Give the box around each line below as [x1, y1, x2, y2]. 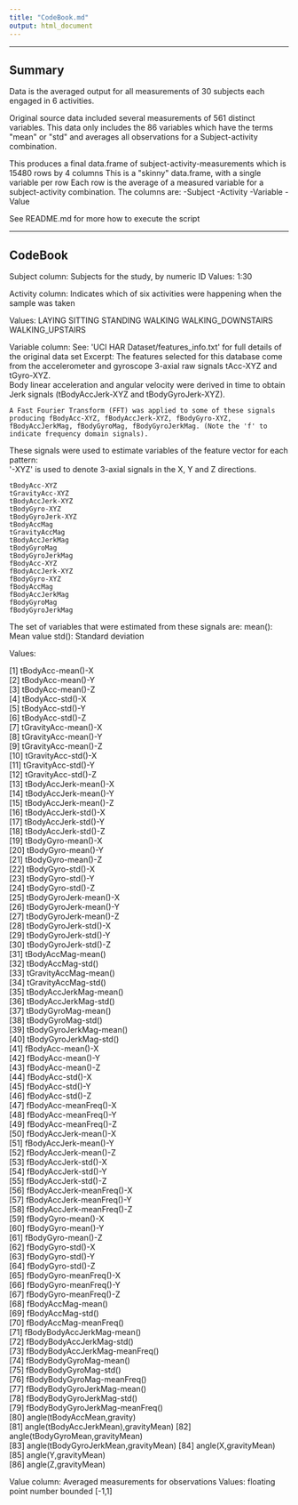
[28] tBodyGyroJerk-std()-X [9, 921, 111, 931]
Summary [9, 62, 65, 77]
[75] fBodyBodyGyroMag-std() [9, 1364, 122, 1375]
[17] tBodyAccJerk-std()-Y [9, 817, 105, 827]
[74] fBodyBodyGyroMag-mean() [9, 1356, 130, 1366]
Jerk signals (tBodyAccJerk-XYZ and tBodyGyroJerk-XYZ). [9, 389, 226, 400]
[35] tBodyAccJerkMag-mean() [9, 986, 124, 997]
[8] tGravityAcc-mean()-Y [9, 731, 103, 743]
